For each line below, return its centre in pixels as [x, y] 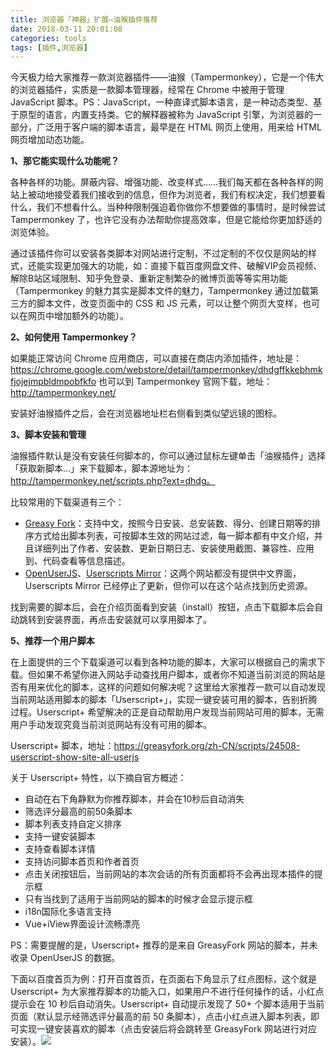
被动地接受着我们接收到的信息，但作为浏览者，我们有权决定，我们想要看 [176, 195]
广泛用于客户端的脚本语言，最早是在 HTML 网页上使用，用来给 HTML [179, 127]
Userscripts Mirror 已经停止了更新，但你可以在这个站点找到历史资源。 [168, 586]
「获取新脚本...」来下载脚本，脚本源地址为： [102, 468]
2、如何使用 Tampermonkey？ [74, 337]
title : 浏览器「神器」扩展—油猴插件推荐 [84, 19]
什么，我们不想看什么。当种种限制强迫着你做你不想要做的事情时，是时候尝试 [168, 207]
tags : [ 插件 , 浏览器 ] [49, 47]
